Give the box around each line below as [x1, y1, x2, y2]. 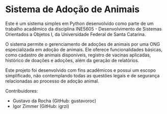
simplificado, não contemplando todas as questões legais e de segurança [5, 72, 160, 78]
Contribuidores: [5, 88, 38, 94]
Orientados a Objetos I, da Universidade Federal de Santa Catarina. [5, 31, 146, 37]
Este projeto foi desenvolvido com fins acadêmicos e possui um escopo [5, 67, 156, 73]
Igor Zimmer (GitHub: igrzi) [12, 103, 70, 109]
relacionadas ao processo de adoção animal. [5, 78, 99, 84]
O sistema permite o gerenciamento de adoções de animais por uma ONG [5, 41, 160, 47]
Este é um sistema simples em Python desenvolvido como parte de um [5, 20, 154, 26]
